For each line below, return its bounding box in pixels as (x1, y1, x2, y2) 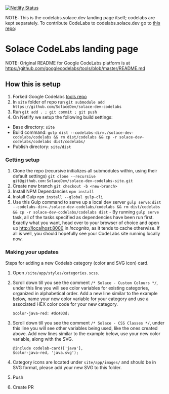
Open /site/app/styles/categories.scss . (12, 270, 100, 276)
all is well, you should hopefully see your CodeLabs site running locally (12, 231, 160, 237)
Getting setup (5, 156, 40, 163)
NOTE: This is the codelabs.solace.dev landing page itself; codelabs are (5, 15, 155, 20)
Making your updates (5, 248, 59, 256)
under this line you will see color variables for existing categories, (12, 285, 149, 291)
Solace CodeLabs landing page (5, 43, 139, 55)
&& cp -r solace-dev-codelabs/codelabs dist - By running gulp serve (12, 209, 159, 215)
